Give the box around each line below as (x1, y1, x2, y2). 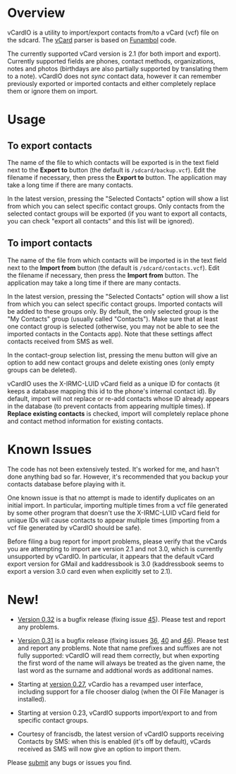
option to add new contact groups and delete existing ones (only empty (7, 358, 215, 367)
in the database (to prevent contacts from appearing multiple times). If (7, 402, 211, 410)
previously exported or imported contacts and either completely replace (7, 79, 216, 87)
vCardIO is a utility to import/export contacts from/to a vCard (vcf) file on (7, 28, 219, 37)
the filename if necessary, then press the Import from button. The (7, 271, 199, 279)
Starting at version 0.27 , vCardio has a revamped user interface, (17, 680, 204, 688)
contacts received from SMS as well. (7, 337, 114, 345)
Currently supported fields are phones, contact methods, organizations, (7, 56, 216, 65)
